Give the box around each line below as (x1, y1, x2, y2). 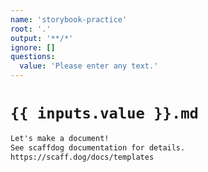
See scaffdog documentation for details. (10, 142, 186, 153)
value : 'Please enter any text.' (19, 61, 159, 71)
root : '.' (10, 24, 52, 34)
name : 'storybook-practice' (10, 14, 128, 25)
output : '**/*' (10, 33, 74, 43)
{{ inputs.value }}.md (10, 104, 199, 123)
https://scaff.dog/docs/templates (10, 152, 155, 162)
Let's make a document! (10, 133, 110, 143)
